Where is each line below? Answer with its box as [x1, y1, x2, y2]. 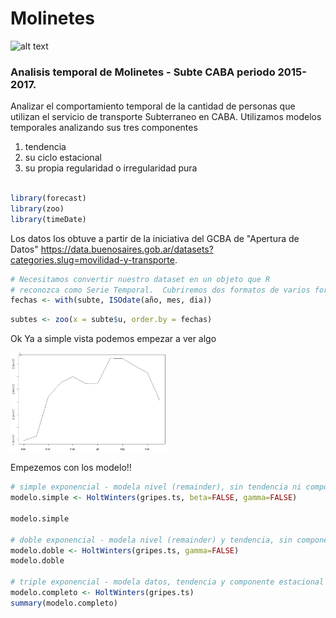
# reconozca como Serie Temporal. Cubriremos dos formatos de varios [10, 285, 311, 295]
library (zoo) [10, 203, 65, 214]
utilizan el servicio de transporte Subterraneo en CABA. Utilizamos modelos [10, 111, 322, 123]
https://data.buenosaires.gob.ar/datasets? [40, 243, 214, 255]
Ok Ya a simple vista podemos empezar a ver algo [10, 333, 217, 345]
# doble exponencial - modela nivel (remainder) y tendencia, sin [10, 535, 293, 545]
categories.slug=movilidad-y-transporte [10, 253, 175, 266]
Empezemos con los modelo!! [10, 462, 132, 474]
